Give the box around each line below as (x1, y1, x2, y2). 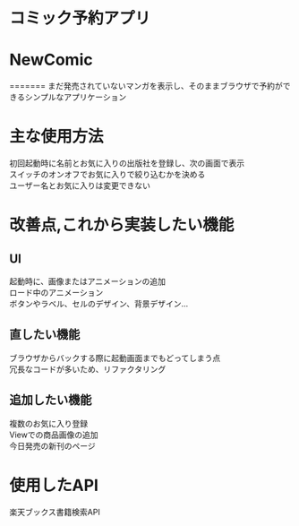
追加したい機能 (9, 392, 92, 408)
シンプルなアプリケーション (24, 91, 127, 103)
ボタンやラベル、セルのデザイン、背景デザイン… (9, 298, 189, 309)
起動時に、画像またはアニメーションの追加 (9, 276, 167, 287)
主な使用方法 (9, 126, 105, 147)
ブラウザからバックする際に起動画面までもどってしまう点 (9, 352, 221, 363)
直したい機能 (9, 327, 81, 342)
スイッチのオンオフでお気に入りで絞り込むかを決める (9, 169, 206, 180)
